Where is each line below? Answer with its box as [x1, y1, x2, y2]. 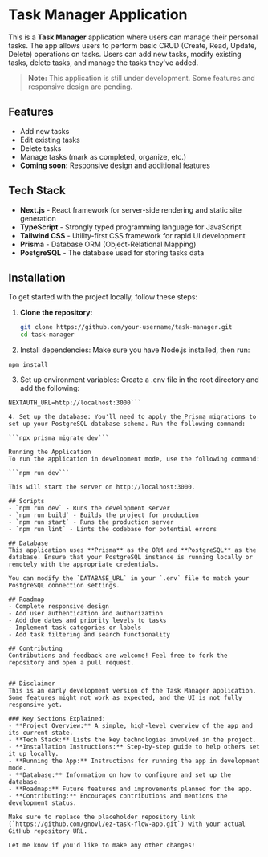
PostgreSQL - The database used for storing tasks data [19, 247, 205, 258]
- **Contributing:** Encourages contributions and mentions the [8, 792, 228, 800]
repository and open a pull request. [8, 659, 135, 667]
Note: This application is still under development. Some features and [27, 73, 255, 83]
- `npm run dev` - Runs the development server [8, 504, 171, 513]
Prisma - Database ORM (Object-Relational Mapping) [19, 239, 197, 249]
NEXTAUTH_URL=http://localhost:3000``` [8, 399, 142, 407]
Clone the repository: [19, 307, 93, 318]
